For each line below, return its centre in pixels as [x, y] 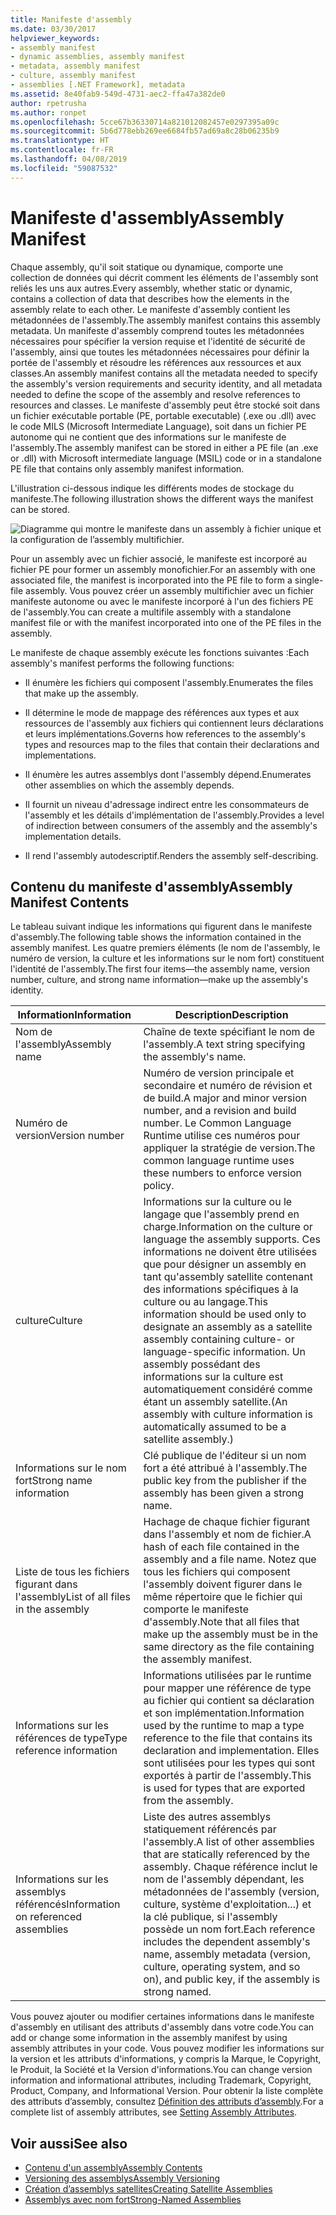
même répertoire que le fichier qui [223, 1597]
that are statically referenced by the [226, 1854]
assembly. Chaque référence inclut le [230, 1867]
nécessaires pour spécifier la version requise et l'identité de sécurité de [158, 341]
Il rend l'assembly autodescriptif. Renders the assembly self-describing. [171, 855]
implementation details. [73, 836]
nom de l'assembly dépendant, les [224, 1879]
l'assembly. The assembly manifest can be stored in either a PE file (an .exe [164, 447]
